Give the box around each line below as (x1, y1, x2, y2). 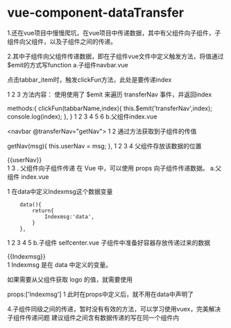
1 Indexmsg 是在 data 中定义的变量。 (7, 260, 112, 268)
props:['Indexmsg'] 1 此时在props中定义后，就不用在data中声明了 (7, 290, 194, 298)
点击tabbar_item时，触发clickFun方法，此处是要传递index (7, 75, 172, 84)
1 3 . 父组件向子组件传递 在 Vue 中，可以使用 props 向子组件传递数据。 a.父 (7, 164, 222, 172)
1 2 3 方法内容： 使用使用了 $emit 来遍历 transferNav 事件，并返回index (7, 90, 212, 98)
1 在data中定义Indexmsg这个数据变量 (7, 187, 113, 196)
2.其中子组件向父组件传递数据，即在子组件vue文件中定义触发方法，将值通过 (7, 52, 224, 60)
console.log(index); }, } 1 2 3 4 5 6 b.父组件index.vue (7, 112, 157, 121)
